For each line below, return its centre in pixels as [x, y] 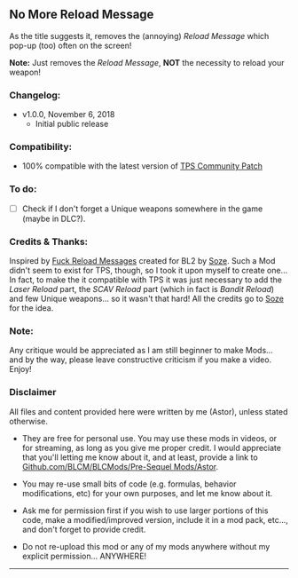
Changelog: [35, 95]
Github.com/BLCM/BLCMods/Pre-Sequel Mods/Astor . [120, 466]
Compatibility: [41, 147]
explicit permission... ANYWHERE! [84, 556]
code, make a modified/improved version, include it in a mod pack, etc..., [155, 519]
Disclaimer [33, 392]
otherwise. [29, 421]
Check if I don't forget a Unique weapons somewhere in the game [142, 209]
